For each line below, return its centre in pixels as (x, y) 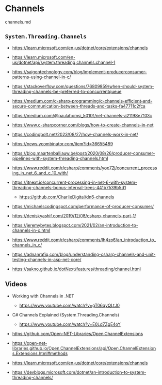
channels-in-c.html (31, 230)
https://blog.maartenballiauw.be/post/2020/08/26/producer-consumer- (83, 153)
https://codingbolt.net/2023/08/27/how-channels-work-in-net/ (75, 134)
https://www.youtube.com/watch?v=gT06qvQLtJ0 (69, 305)
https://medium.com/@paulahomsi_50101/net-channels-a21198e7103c (82, 115)
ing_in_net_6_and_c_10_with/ (40, 173)
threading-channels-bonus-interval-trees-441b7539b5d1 (69, 187)
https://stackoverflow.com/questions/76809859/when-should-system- (83, 86)
